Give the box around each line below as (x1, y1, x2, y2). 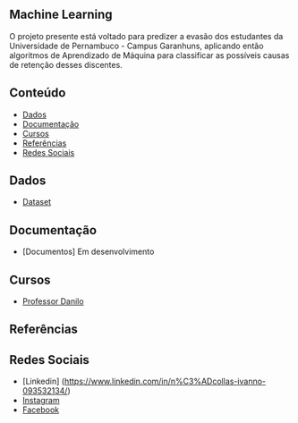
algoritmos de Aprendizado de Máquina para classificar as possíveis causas (9, 49, 290, 61)
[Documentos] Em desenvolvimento (21, 246, 155, 258)
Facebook (21, 404, 60, 415)
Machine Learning (9, 7, 114, 22)
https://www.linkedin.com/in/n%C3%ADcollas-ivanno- (64, 376, 267, 387)
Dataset (21, 197, 52, 207)
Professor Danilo (21, 296, 84, 307)
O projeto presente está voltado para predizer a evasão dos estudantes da (9, 30, 284, 41)
